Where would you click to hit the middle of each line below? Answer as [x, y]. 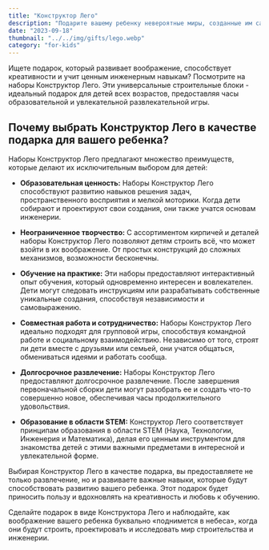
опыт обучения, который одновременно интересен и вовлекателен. [137, 281]
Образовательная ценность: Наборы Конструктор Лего [116, 183]
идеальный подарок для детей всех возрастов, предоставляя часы [124, 94]
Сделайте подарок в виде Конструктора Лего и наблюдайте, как [119, 512]
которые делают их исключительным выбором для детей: [108, 167]
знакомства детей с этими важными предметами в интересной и [132, 447]
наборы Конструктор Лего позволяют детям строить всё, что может [137, 241]
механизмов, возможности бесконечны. [89, 257]
